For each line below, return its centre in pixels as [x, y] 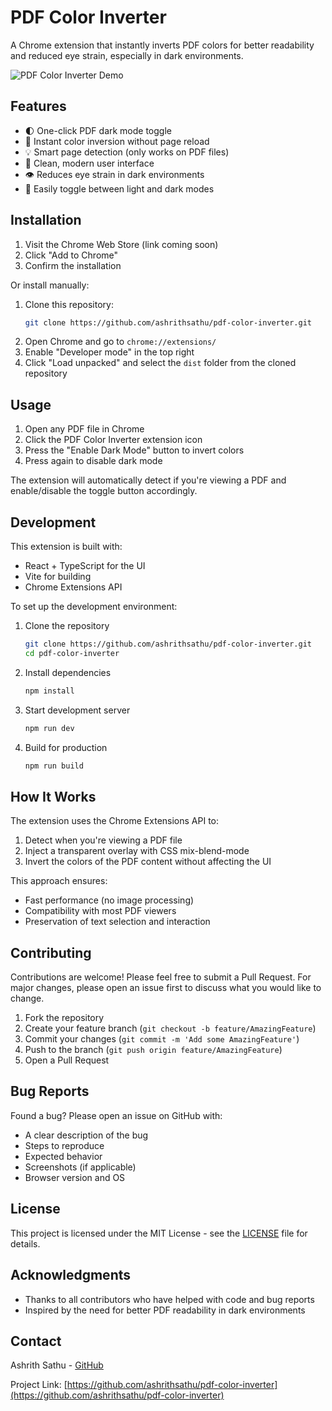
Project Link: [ [39, 1385]
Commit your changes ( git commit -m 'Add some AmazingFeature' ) [162, 1039]
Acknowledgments [71, 1275]
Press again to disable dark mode [93, 461]
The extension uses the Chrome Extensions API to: [115, 821]
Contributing [51, 952]
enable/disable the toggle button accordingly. [104, 491]
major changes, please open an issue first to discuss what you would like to [166, 988]
